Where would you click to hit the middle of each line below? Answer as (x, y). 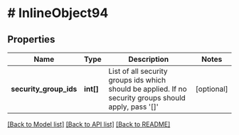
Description (148, 59)
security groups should (147, 98)
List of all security (138, 71)
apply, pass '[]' (133, 107)
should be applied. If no (148, 89)
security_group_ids (44, 89)
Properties (31, 39)
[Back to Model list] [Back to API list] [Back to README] (89, 124)
